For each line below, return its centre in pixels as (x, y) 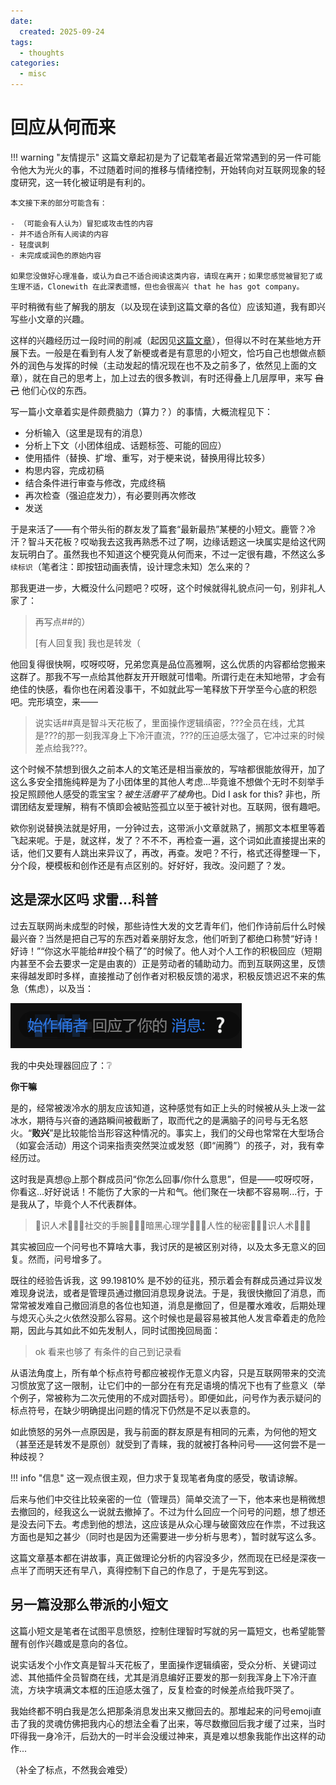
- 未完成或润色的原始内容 (56, 255)
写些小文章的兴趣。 (50, 319)
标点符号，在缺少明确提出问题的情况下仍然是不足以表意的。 (133, 1410)
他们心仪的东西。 (56, 390)
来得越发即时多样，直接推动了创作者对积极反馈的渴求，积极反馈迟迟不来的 (163, 976)
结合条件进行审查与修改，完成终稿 (95, 482)
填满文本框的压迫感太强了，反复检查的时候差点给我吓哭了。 (176, 1689)
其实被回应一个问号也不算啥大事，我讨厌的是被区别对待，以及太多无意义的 (163, 1246)
